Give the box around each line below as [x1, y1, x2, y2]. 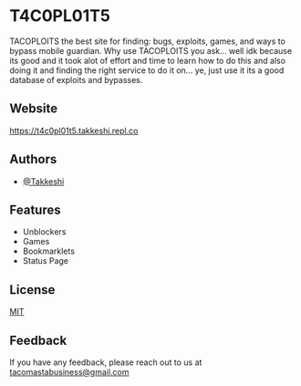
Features [9, 202, 61, 217]
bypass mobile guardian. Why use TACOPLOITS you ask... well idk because [9, 45, 293, 56]
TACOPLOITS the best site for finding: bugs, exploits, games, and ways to [9, 36, 285, 47]
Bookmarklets [22, 245, 76, 256]
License [9, 282, 56, 297]
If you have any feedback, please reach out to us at [9, 357, 202, 368]
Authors [9, 151, 57, 167]
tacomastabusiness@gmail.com [9, 367, 130, 377]
